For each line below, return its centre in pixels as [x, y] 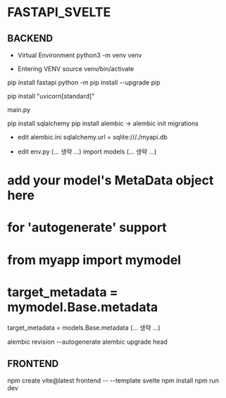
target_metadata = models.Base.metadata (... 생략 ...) [84, 328]
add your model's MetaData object [111, 181]
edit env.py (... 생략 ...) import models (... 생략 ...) [87, 151]
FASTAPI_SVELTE [59, 12]
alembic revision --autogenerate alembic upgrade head [87, 342]
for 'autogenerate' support [87, 228]
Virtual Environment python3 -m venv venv [80, 55]
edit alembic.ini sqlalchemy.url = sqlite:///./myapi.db [92, 137]
